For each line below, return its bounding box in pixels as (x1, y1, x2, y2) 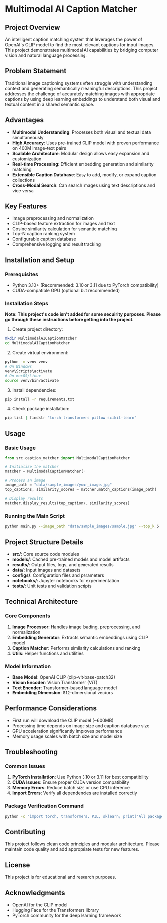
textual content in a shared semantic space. (5, 101, 94, 107)
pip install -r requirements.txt (5, 397, 75, 402)
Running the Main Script (5, 512, 65, 519)
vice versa (12, 187, 34, 193)
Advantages (5, 116, 44, 124)
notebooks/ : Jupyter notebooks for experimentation (12, 577, 120, 583)
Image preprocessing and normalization (12, 215, 94, 221)
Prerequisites (5, 271, 38, 278)
